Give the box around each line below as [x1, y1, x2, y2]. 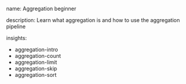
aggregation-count [14, 52, 61, 59]
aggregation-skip [14, 65, 58, 72]
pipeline [6, 23, 26, 30]
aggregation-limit [14, 59, 58, 66]
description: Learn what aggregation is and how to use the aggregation [6, 17, 180, 23]
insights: [6, 35, 27, 41]
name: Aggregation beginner [6, 5, 77, 12]
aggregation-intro [14, 46, 58, 53]
